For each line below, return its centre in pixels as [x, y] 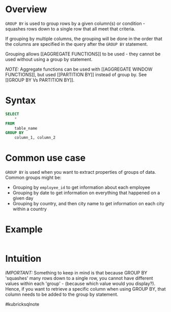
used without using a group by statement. [49, 59]
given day [23, 198]
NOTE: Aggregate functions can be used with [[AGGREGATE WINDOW [79, 69]
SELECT [12, 114]
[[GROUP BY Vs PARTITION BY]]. [40, 80]
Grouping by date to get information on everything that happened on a [86, 193]
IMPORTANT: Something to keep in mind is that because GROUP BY [76, 272]
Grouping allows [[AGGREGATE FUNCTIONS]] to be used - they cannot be [83, 54]
